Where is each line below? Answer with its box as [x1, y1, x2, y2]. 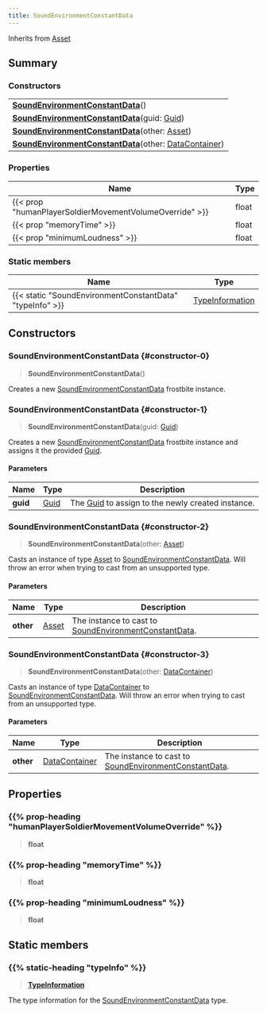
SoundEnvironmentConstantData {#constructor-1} [8, 404, 208, 415]
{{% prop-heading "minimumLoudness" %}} [8, 897, 185, 908]
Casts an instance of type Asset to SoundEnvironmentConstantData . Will [8, 555, 246, 564]
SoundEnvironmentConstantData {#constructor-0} [8, 350, 210, 362]
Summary [8, 56, 58, 70]
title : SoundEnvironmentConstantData [8, 11, 133, 20]
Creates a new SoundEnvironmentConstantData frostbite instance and [8, 437, 238, 447]
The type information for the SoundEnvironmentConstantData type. [8, 996, 228, 1005]
